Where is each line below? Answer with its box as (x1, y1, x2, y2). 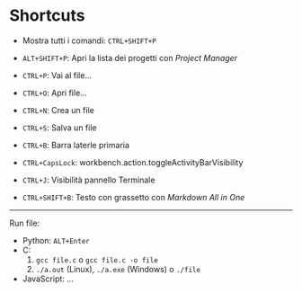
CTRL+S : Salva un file (22, 122, 97, 133)
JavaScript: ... (22, 273, 75, 284)
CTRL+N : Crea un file (22, 104, 94, 115)
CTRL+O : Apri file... (22, 87, 87, 98)
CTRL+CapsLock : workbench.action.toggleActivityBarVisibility (22, 156, 244, 167)
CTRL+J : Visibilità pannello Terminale (22, 174, 155, 185)
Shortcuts (9, 5, 85, 26)
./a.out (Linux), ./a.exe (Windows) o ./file (35, 263, 200, 274)
